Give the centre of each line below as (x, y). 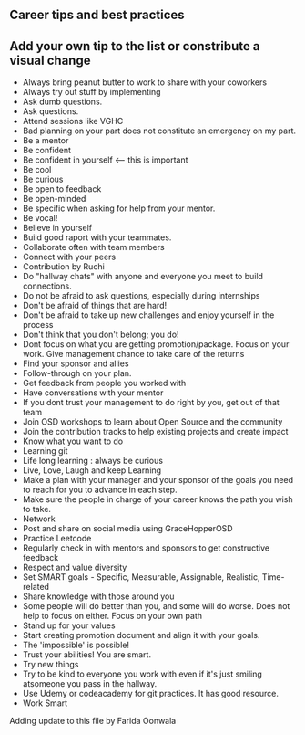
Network (39, 519)
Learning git (45, 451)
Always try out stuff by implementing (91, 92)
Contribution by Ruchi (63, 267)
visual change (50, 60)
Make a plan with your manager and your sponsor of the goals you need (158, 480)
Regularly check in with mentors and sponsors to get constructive (146, 548)
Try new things (51, 665)
